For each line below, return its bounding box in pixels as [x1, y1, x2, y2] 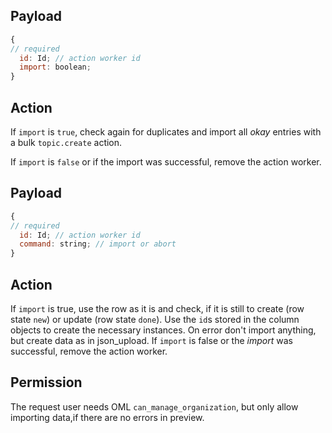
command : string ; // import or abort [19, 239, 177, 249]
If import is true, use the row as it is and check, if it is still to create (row [10, 303, 305, 314]
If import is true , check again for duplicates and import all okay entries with [10, 126, 322, 138]
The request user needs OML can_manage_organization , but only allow [10, 400, 299, 413]
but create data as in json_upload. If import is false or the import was [10, 335, 293, 346]
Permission [10, 374, 83, 391]
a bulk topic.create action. [10, 137, 123, 148]
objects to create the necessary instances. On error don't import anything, [10, 324, 317, 336]
